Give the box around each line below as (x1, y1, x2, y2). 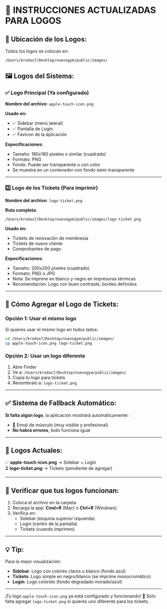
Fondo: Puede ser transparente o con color (12, 162, 101, 168)
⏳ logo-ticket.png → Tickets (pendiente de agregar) (5, 465, 113, 471)
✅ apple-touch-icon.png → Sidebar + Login (5, 459, 96, 465)
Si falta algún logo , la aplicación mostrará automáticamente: (5, 412, 129, 418)
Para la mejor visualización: (5, 558, 61, 564)
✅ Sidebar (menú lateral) (12, 120, 63, 126)
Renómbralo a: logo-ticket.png (12, 380, 77, 386)
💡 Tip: (5, 545, 24, 554)
